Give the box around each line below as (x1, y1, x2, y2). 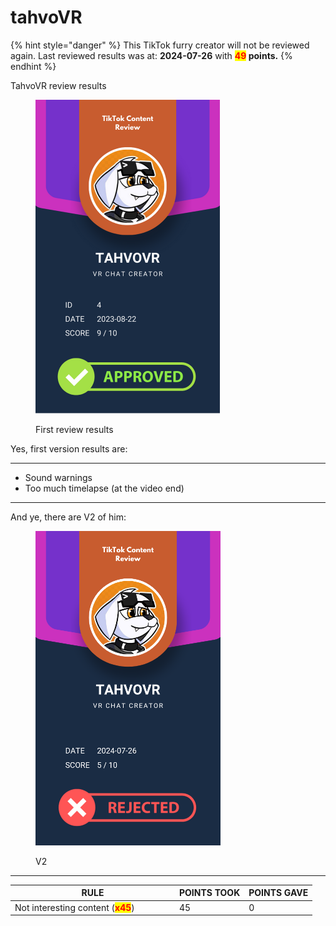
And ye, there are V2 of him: (10, 511, 127, 523)
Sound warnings (24, 471, 93, 483)
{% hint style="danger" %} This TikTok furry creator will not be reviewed (10, 39, 310, 51)
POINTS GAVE (248, 887, 309, 899)
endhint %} (10, 60, 57, 72)
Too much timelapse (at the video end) (24, 482, 185, 494)
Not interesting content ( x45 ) (14, 901, 135, 913)
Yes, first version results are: (10, 442, 128, 455)
